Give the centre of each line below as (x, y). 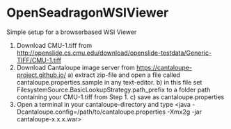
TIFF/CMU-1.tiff (39, 60)
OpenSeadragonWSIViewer (88, 13)
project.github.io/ (41, 75)
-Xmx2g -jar (185, 112)
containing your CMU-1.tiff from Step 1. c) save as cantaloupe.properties (120, 97)
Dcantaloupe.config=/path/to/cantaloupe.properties (91, 112)
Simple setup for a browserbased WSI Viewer (72, 32)
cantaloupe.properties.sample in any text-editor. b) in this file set (109, 82)
